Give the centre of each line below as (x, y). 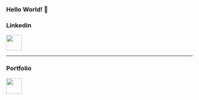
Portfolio (19, 69)
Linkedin (19, 25)
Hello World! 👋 (27, 9)
